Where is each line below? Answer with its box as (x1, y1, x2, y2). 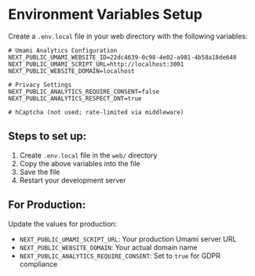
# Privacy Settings (8, 81, 72, 89)
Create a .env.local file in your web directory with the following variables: (8, 31, 248, 41)
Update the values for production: (8, 219, 118, 228)
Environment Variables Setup (8, 5, 202, 24)
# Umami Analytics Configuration (8, 46, 118, 54)
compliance (19, 259, 58, 268)
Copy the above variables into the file (19, 158, 141, 168)
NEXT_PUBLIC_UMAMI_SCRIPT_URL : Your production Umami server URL (19, 234, 237, 244)
